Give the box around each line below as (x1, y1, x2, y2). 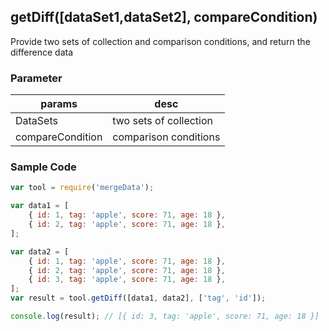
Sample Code (10, 160, 77, 174)
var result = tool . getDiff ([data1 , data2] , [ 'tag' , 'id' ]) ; (10, 293, 267, 304)
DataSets (15, 114, 58, 128)
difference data (10, 46, 74, 58)
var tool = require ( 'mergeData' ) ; (10, 183, 155, 193)
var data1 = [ (10, 201, 70, 211)
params (40, 97, 78, 111)
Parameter (10, 71, 63, 85)
